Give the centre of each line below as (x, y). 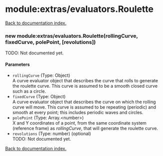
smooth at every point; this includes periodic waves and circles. (78, 113)
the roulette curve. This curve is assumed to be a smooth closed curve (85, 86)
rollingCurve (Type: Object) (41, 75)
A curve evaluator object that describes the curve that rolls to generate (85, 81)
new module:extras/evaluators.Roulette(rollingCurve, (72, 36)
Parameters (17, 64)
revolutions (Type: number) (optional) (52, 134)
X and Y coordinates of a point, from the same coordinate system (80, 123)
